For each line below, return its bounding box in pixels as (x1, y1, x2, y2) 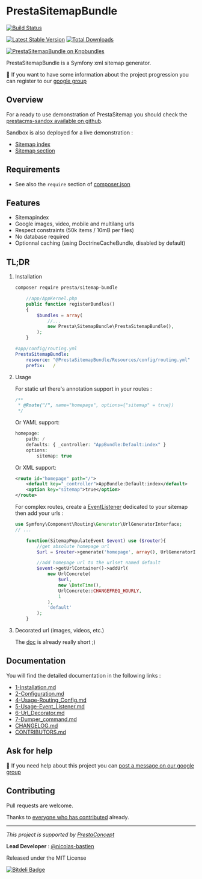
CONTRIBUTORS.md (14, 728, 66, 736)
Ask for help (6, 746, 53, 756)
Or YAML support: (14, 419, 60, 426)
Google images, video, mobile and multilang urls (14, 220, 135, 227)
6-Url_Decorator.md (14, 709, 65, 716)
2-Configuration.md (14, 690, 64, 697)
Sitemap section (14, 146, 55, 154)
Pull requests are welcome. (6, 802, 73, 809)
